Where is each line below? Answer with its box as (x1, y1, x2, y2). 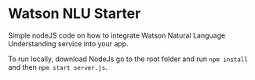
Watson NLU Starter (8, 5, 141, 23)
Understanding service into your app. (8, 38, 129, 48)
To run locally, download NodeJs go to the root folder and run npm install (8, 54, 249, 64)
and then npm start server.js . (8, 62, 107, 71)
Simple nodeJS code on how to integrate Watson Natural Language (8, 31, 226, 40)
